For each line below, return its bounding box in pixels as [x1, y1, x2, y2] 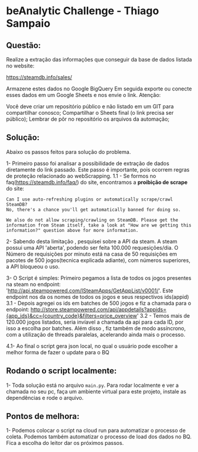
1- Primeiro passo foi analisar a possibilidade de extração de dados [6, 160, 170, 167]
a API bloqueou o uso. [6, 263, 60, 270]
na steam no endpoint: [6, 280, 61, 288]
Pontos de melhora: [6, 411, 80, 421]
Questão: [6, 40, 41, 50]
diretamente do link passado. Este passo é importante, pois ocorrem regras [6, 166, 190, 173]
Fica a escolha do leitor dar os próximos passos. [6, 440, 124, 447]
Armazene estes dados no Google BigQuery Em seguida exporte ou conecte [6, 85, 192, 92]
